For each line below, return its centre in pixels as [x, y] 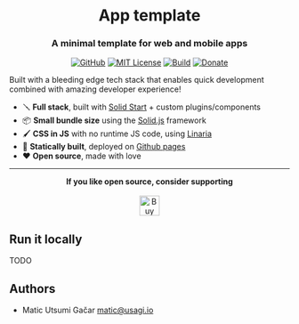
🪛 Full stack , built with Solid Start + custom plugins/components [141, 107]
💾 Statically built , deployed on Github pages [104, 147]
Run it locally [46, 239]
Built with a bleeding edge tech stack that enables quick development [137, 80]
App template [149, 16]
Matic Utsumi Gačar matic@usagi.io [88, 310]
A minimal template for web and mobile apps [149, 44]
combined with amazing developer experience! [95, 89]
